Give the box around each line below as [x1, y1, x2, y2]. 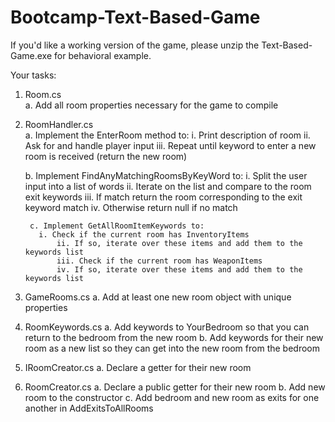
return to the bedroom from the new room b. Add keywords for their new [24, 331, 324, 343]
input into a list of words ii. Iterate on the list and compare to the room [24, 180, 312, 192]
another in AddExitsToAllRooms [24, 402, 154, 414]
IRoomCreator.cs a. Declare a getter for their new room [24, 361, 252, 373]
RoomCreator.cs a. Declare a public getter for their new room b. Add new [24, 381, 326, 393]
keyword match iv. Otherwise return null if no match [24, 201, 238, 213]
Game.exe [10, 49, 53, 61]
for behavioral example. [54, 49, 152, 61]
